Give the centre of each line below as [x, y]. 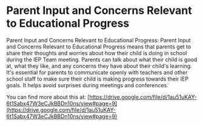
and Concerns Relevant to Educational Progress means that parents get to [99, 47]
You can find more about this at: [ [48, 97]
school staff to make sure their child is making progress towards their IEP [98, 79]
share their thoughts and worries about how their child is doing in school [97, 53]
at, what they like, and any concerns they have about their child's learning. [99, 66]
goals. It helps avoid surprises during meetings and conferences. [87, 85]
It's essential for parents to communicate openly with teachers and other [97, 72]
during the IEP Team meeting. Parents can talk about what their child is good [102, 59]
